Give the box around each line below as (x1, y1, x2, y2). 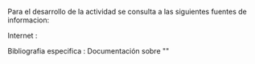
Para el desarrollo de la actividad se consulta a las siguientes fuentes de (7, 7, 247, 16)
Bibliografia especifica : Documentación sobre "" (7, 46, 170, 55)
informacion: (7, 15, 50, 25)
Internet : (7, 31, 38, 40)
